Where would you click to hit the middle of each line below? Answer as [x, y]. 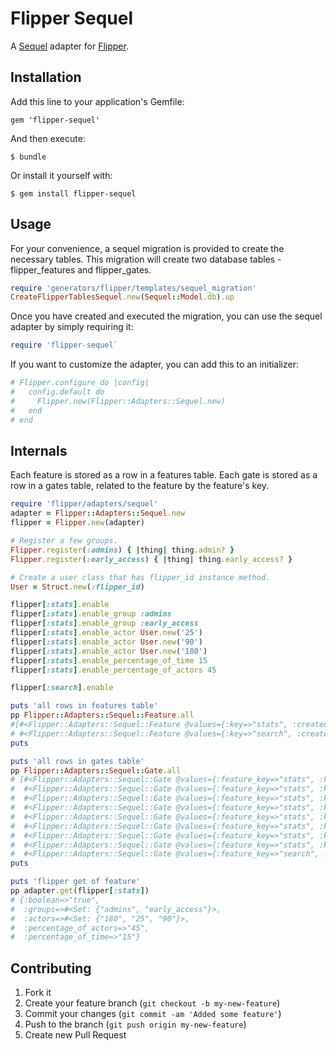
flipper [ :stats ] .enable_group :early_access [104, 623]
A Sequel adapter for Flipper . [69, 46]
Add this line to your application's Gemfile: [97, 101]
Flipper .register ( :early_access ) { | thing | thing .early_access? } [151, 559]
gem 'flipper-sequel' [55, 120]
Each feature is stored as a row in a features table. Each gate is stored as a [164, 475]
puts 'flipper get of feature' [75, 882]
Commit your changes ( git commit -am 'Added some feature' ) [153, 1014]
